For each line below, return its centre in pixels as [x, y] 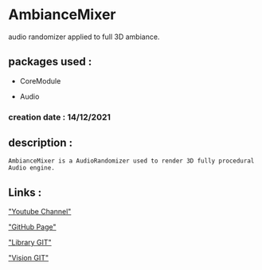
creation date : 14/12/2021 [60, 117]
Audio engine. [32, 168]
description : [41, 143]
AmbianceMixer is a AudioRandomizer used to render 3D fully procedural [131, 161]
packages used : [50, 62]
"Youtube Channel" [40, 212]
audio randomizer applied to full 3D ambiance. [84, 37]
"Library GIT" [30, 243]
